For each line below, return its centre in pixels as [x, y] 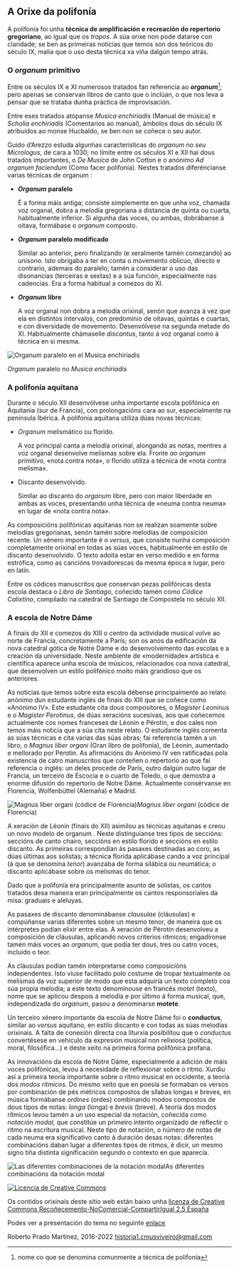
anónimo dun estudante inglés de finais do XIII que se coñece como [107, 700]
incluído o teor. [29, 952]
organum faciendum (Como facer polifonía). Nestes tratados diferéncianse [117, 167]
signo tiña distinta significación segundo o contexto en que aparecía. [108, 1153]
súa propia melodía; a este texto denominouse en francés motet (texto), [112, 989]
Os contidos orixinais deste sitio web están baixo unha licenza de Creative [116, 1202]
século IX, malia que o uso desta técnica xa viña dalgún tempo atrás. [108, 51]
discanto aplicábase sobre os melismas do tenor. [79, 872]
